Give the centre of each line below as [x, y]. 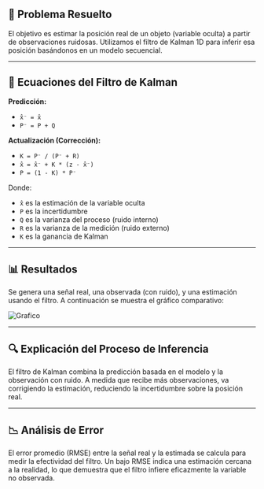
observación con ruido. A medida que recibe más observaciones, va [119, 380]
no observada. [31, 478]
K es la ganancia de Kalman [64, 236]
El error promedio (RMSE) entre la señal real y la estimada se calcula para [127, 453]
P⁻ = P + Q [37, 126]
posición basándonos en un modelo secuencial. [85, 50]
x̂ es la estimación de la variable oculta [82, 202]
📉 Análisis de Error [56, 430]
